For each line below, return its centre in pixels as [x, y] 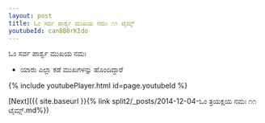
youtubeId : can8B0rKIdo [48, 31]
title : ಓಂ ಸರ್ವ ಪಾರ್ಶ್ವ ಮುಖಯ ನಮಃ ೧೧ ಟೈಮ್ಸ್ [72, 23]
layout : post [30, 16]
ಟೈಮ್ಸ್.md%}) [29, 110]
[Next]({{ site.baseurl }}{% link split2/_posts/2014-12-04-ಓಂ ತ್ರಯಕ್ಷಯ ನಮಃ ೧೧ [132, 101]
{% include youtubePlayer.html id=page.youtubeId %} [98, 86]
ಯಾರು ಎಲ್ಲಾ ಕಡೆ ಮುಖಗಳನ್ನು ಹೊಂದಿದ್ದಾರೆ [72, 70]
